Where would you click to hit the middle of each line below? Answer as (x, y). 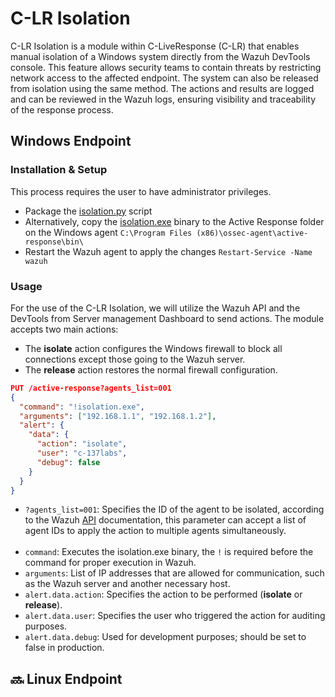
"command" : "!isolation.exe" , (82, 407)
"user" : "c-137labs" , (82, 453)
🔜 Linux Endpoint (66, 678)
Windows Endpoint (71, 141)
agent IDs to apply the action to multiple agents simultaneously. (155, 531)
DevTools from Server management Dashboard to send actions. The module (167, 318)
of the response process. (62, 109)
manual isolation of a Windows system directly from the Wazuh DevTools (160, 56)
